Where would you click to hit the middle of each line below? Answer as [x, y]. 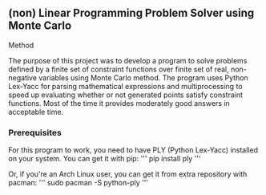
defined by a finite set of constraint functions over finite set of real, [119, 69]
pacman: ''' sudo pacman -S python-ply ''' [79, 183]
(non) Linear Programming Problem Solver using [131, 13]
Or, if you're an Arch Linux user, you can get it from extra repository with [128, 174]
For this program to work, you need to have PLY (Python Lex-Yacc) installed [133, 150]
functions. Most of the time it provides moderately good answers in [119, 103]
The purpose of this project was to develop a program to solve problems [128, 60]
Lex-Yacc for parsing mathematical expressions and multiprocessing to [125, 86]
